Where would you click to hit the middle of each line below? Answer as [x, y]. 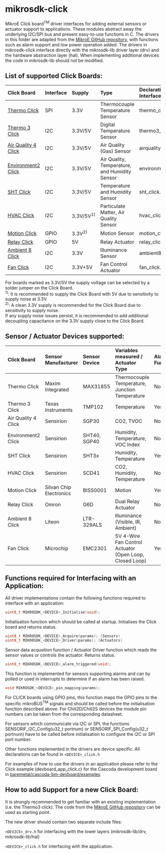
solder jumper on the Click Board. [39, 288]
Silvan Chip [58, 487]
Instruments [59, 410]
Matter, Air [113, 213]
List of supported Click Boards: [54, 76]
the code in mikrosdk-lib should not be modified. [55, 60]
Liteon [52, 521]
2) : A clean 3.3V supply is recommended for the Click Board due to [73, 305]
